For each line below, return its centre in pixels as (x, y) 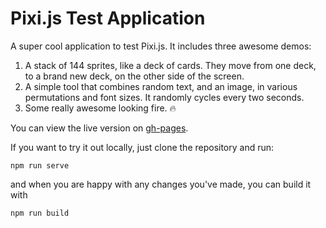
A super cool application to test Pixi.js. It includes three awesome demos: (161, 46)
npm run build (40, 213)
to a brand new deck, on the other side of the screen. (134, 76)
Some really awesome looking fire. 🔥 (100, 108)
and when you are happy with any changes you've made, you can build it (161, 184)
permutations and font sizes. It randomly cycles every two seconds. (164, 97)
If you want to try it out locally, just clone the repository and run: (142, 147)
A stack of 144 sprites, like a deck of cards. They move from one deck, (170, 65)
